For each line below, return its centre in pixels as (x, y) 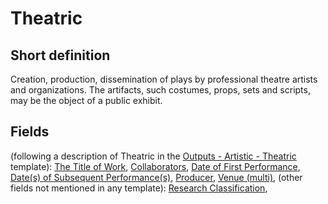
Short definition (60, 55)
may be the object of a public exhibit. (86, 100)
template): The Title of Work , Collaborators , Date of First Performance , (155, 166)
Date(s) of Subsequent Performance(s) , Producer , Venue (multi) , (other (156, 177)
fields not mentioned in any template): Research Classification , (139, 188)
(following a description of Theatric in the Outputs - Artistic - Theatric (153, 156)
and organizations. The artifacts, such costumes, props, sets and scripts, (160, 90)
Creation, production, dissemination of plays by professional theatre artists (164, 79)
